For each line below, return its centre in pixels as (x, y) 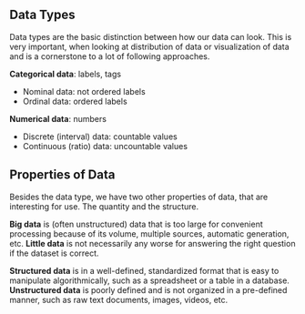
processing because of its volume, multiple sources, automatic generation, (149, 233)
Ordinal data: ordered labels (75, 101)
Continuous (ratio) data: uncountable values (105, 146)
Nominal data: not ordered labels (84, 91)
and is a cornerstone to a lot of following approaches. (110, 56)
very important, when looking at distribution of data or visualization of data (149, 46)
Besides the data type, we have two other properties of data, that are (139, 197)
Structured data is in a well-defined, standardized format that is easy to (144, 270)
